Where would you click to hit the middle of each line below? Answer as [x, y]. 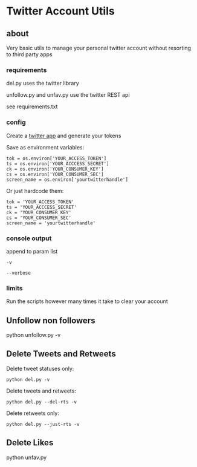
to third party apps [29, 54]
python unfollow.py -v [34, 335]
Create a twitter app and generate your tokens [64, 136]
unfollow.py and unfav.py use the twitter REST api [68, 95]
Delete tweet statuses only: [40, 368]
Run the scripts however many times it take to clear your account [87, 301]
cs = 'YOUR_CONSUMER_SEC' [39, 218]
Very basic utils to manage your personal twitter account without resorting [99, 48]
